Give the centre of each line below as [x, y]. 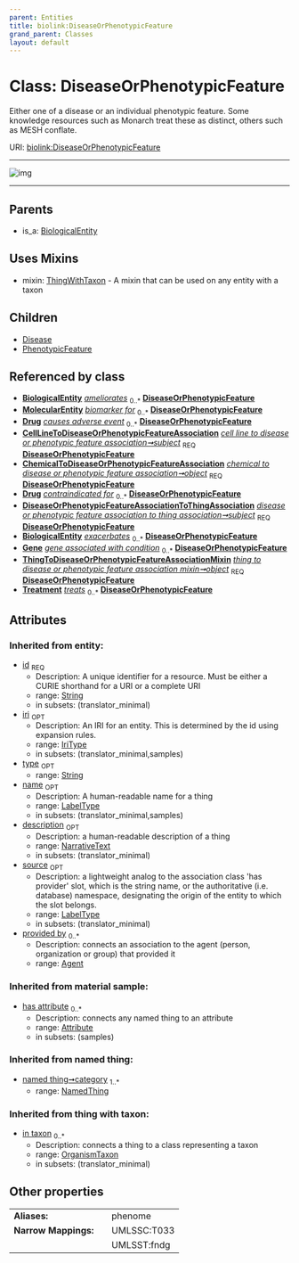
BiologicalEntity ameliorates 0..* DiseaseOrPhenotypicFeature [138, 399]
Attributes [38, 620]
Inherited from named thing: [71, 1060]
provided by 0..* [51, 934]
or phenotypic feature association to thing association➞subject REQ [146, 516]
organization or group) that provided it [105, 954]
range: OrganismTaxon [77, 1154]
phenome [131, 1216]
